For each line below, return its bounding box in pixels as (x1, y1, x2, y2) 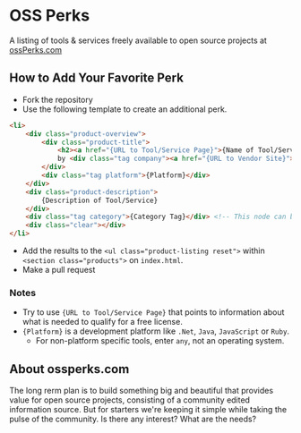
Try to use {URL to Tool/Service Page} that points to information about (21, 307, 285, 318)
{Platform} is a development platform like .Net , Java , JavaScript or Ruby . (21, 326, 289, 336)
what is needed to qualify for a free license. (21, 317, 184, 327)
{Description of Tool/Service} (41, 196, 159, 205)
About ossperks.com (9, 361, 130, 377)
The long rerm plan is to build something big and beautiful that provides (9, 386, 274, 396)
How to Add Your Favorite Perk (9, 71, 184, 86)
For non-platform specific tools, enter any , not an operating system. (35, 335, 285, 346)
